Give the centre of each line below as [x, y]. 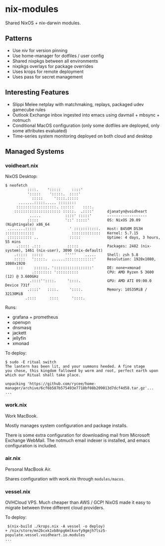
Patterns [19, 38]
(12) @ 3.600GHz [22, 277]
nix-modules [32, 9]
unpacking [15, 384]
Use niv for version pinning [40, 50]
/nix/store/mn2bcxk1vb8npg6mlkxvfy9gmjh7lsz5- [58, 531]
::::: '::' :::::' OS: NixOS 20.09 [84, 220]
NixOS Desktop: [21, 177]
